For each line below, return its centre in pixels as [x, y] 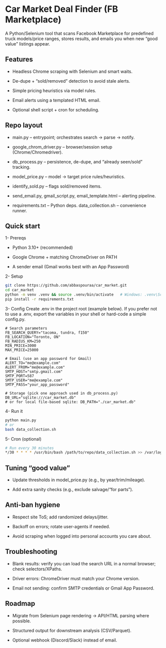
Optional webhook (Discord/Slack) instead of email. [65, 640]
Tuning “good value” [38, 468]
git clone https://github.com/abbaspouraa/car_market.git [66, 286]
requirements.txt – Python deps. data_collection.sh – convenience [79, 205]
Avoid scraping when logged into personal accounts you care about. [82, 536]
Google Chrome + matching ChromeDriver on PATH [65, 257]
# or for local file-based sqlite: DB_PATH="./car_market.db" [70, 402]
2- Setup [14, 276]
